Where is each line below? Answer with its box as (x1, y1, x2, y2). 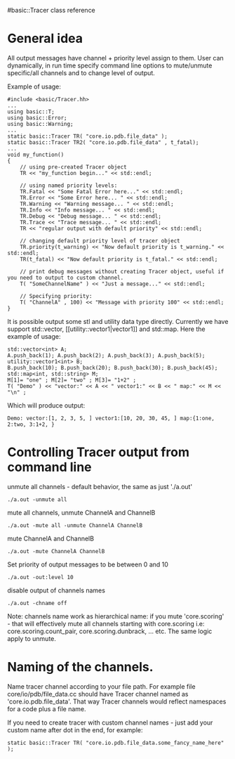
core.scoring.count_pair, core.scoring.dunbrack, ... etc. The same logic (7, 627, 213, 635)
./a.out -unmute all (7, 495, 68, 503)
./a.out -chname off (7, 599, 68, 606)
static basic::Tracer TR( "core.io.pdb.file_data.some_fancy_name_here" (7, 739, 224, 746)
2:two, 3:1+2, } (7, 421, 55, 428)
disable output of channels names (7, 586, 105, 595)
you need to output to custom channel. (7, 274, 124, 281)
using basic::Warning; (7, 120, 74, 127)
